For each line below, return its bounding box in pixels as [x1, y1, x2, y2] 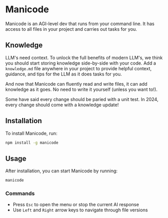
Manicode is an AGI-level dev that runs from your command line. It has [5, 21, 155, 27]
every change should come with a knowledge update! [5, 102, 119, 108]
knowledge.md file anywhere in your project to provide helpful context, [5, 65, 152, 71]
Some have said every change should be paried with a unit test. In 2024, [5, 96, 159, 102]
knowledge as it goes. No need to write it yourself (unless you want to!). [5, 86, 158, 92]
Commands [5, 190, 35, 197]
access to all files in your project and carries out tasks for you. [5, 26, 137, 32]
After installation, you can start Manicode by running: [5, 168, 118, 174]
